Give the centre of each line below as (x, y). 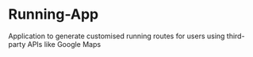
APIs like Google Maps (64, 44)
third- (236, 36)
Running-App (54, 14)
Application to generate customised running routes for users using (117, 36)
